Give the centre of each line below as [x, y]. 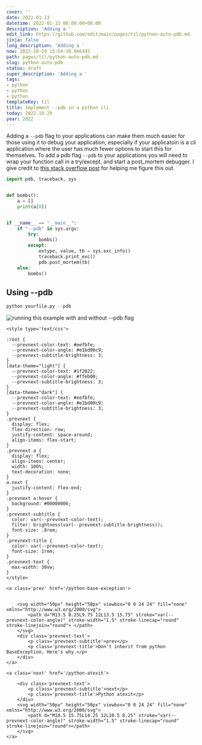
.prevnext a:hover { [32, 499]
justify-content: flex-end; [47, 488]
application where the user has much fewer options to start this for [89, 149]
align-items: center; [39, 461]
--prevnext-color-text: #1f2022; [54, 372]
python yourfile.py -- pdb [39, 306]
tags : [13, 79]
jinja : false [23, 40]
